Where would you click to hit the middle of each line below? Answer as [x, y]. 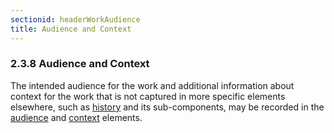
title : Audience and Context [71, 29]
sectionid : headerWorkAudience [75, 19]
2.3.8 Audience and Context [80, 64]
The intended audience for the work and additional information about [152, 85]
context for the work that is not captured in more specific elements [148, 96]
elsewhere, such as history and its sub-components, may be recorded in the [167, 107]
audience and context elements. [76, 117]
